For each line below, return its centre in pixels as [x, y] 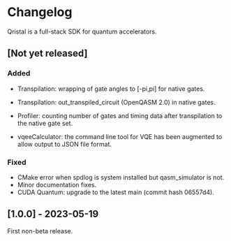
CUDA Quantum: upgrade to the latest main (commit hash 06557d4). [115, 192]
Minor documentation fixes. [57, 184]
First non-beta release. [40, 231]
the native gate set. [45, 123]
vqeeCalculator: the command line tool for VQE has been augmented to [120, 136]
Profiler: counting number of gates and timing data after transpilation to [120, 115]
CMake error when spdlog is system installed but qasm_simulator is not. [121, 177]
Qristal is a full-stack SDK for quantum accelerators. [82, 31]
